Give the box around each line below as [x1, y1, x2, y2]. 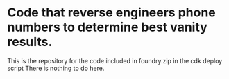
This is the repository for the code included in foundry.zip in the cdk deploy [7, 56, 223, 65]
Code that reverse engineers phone [7, 5, 217, 21]
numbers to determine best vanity [7, 19, 208, 35]
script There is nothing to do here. [7, 64, 105, 72]
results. [7, 34, 53, 49]
